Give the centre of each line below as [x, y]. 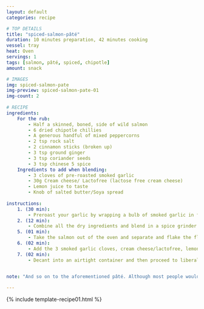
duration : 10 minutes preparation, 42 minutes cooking [77, 40]
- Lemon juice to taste [58, 187]
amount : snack [24, 68]
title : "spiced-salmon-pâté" [43, 34]
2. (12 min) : [34, 220]
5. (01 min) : [34, 232]
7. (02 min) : [34, 254]
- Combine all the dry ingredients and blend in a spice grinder [113, 226]
